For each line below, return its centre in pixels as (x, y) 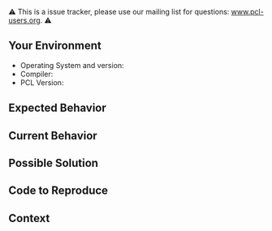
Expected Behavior (58, 108)
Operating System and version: (72, 65)
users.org (24, 20)
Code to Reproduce (58, 191)
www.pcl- (247, 12)
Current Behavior (53, 136)
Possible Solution (54, 163)
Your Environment (55, 46)
